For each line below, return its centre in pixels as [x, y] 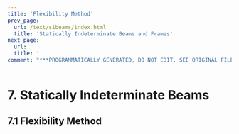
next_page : [23, 40]
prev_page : [23, 21]
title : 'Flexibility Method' [51, 14]
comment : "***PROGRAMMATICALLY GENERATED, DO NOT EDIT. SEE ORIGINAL [113, 60]
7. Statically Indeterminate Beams [108, 95]
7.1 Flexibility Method [54, 121]
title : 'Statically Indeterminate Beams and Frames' [94, 34]
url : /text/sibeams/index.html [60, 27]
